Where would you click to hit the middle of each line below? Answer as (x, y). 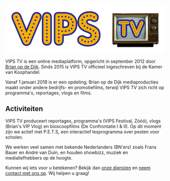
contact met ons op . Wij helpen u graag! (47, 173)
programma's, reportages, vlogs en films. (49, 93)
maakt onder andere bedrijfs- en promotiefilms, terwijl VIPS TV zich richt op (85, 87)
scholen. (14, 137)
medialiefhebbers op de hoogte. (39, 158)
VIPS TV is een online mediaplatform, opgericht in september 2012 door (81, 61)
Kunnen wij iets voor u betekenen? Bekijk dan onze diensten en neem (78, 168)
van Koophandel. (23, 72)
